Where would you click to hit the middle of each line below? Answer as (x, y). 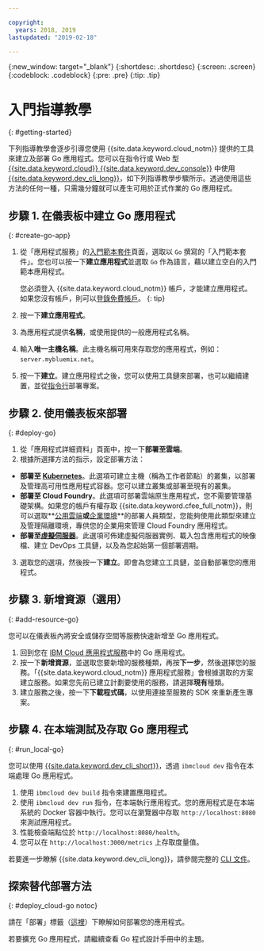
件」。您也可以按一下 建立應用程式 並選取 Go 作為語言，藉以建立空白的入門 (138, 262)
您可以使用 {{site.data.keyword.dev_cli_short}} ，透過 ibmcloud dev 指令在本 (131, 765)
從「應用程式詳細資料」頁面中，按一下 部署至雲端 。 (103, 449)
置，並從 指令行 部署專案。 (61, 386)
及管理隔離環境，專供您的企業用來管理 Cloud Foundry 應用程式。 (126, 526)
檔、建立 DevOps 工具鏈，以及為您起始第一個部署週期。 (111, 545)
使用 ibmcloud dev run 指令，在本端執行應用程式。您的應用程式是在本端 (137, 802)
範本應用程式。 (44, 271)
